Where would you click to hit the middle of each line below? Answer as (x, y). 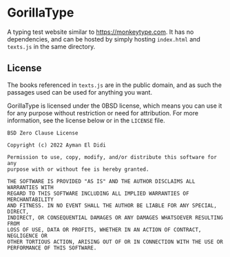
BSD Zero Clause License (43, 133)
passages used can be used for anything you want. (80, 92)
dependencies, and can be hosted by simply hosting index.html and (104, 39)
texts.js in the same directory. (51, 46)
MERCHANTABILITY (30, 199)
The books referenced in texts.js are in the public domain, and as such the (115, 85)
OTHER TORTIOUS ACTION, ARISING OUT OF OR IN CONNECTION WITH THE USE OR (115, 242)
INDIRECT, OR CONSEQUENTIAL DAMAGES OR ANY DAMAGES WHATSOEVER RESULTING (115, 218)
